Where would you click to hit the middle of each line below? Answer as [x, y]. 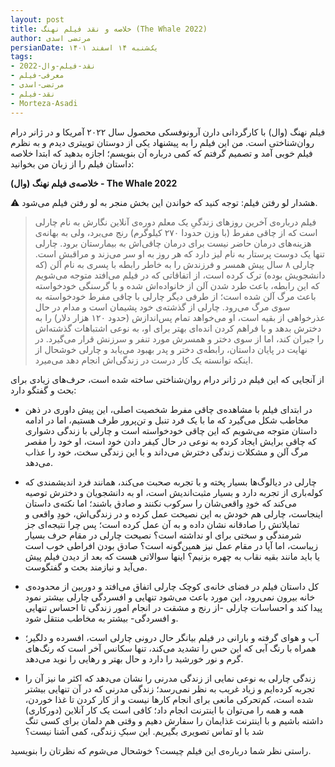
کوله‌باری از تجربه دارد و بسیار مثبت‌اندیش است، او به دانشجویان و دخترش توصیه [173, 492]
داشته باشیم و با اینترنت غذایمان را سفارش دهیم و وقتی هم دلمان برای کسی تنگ [174, 720]
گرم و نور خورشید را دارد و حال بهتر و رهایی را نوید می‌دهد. [134, 658]
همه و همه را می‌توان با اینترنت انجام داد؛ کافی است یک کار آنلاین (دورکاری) [164, 710]
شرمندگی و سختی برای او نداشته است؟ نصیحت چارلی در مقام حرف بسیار [163, 535]
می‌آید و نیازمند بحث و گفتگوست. [86, 567]
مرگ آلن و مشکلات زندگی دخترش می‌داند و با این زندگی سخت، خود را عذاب [166, 452]
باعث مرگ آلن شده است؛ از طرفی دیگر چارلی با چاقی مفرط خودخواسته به [175, 296]
